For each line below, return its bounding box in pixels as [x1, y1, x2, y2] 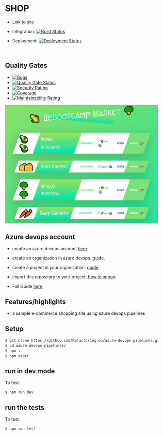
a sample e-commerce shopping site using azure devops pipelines [12, 310, 146, 316]
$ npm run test [5, 426, 36, 431]
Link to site [12, 19, 34, 25]
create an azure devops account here [12, 246, 87, 252]
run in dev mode [5, 367, 55, 375]
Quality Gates [5, 61, 48, 70]
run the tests [5, 403, 45, 412]
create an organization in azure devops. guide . [12, 255, 105, 261]
